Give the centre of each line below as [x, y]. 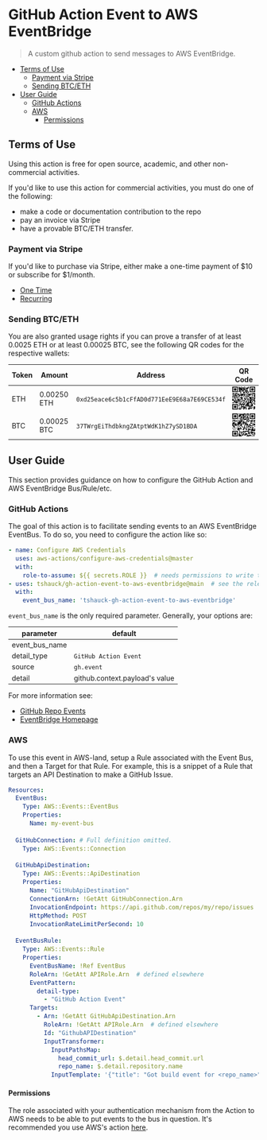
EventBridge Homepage [59, 719]
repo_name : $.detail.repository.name [120, 1067]
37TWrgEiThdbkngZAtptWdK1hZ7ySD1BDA [137, 426]
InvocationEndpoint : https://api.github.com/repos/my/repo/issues [141, 907]
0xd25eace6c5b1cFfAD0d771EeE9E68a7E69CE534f [151, 399]
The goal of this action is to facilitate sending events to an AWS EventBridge [132, 526]
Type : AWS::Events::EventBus [71, 807]
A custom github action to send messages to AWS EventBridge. [132, 53]
